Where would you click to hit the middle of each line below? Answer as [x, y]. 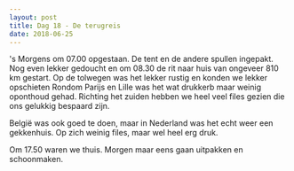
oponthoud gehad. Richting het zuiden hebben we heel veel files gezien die [147, 97]
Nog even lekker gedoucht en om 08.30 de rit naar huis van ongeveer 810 [144, 68]
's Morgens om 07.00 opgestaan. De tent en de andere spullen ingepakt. [141, 59]
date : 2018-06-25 [41, 34]
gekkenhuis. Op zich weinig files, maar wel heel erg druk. [114, 133]
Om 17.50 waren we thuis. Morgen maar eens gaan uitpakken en [126, 150]
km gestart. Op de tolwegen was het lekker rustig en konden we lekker [139, 78]
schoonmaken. [36, 159]
